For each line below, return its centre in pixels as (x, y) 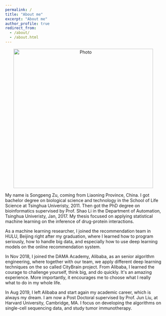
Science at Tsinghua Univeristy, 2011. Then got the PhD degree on (73, 206)
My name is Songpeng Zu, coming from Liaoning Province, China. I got (77, 195)
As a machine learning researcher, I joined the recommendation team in (78, 231)
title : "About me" (24, 14)
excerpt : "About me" (27, 19)
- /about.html (24, 38)
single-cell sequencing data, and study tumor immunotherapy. (69, 308)
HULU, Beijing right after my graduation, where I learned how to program (79, 236)
